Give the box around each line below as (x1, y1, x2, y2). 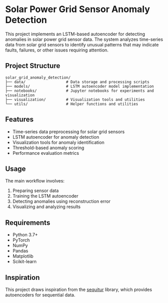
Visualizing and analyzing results (12, 204, 81, 210)
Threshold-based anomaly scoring (12, 145, 85, 151)
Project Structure (5, 62, 60, 70)
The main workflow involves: (5, 178, 65, 184)
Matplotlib (12, 253, 34, 259)
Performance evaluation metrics (12, 150, 79, 156)
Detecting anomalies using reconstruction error (12, 198, 111, 205)
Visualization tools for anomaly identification (12, 139, 105, 145)
